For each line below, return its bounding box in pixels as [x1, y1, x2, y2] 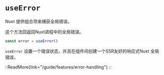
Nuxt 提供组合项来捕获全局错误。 [5, 18, 72, 24]
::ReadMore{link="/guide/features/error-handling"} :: [5, 64, 112, 70]
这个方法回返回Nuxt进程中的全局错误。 [5, 28, 84, 35]
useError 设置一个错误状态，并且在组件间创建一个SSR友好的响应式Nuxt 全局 [5, 48, 160, 54]
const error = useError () [5, 38, 58, 44]
